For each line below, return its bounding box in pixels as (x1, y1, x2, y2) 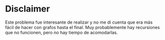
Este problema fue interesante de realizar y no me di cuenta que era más (5, 19, 153, 25)
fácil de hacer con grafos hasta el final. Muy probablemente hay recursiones (5, 24, 160, 30)
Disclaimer (5, 3, 50, 14)
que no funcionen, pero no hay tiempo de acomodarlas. (5, 29, 118, 35)
